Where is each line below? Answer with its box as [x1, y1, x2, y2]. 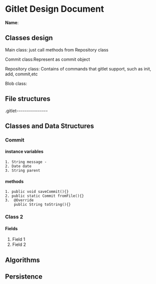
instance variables [5, 148, 44, 155]
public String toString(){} [14, 202, 71, 207]
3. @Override [5, 198, 34, 203]
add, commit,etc [5, 71, 38, 77]
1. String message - [5, 160, 47, 165]
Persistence [5, 273, 43, 281]
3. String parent [5, 168, 41, 173]
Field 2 [12, 241, 26, 248]
